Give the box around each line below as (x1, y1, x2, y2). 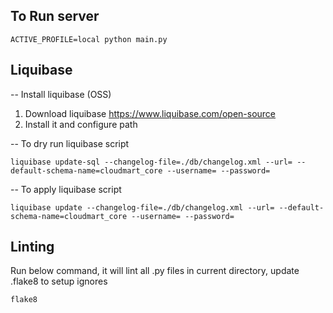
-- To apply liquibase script (10, 183, 122, 195)
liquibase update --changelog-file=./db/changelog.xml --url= (10, 202, 275, 213)
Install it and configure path (24, 118, 138, 130)
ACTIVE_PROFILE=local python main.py (10, 34, 168, 44)
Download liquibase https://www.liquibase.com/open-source (24, 107, 277, 119)
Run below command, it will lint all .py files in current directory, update (10, 265, 300, 277)
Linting (10, 239, 55, 256)
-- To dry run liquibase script (10, 137, 130, 149)
